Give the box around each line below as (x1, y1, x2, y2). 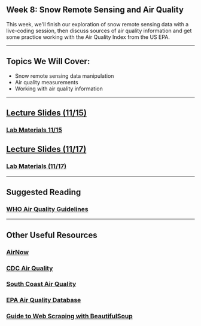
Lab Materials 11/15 (6, 126, 63, 134)
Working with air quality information (14, 85, 103, 92)
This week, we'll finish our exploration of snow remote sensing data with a (6, 20, 189, 28)
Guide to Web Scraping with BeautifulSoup (6, 312, 133, 321)
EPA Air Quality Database (6, 296, 81, 304)
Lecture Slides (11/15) (6, 108, 87, 118)
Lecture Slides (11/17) (6, 144, 87, 154)
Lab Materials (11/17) (6, 162, 67, 170)
